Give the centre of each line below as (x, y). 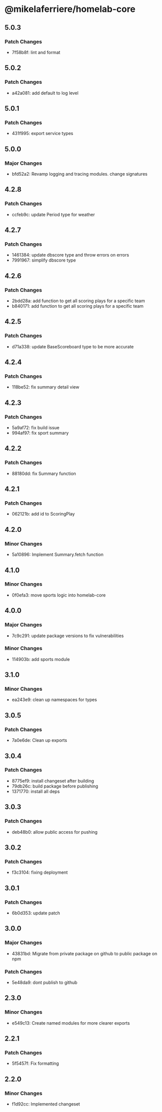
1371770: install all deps (36, 791)
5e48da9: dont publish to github (44, 982)
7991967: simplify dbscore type (44, 260)
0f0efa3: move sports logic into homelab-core (59, 595)
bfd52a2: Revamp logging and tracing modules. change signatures (80, 174)
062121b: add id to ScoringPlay (43, 514)
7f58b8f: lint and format (36, 52)
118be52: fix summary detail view (45, 387)
